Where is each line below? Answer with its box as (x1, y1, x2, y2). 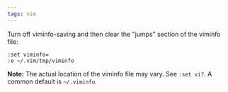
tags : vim (7, 10, 37, 18)
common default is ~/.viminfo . (7, 77, 97, 86)
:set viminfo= (7, 51, 50, 58)
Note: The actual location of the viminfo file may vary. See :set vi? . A (7, 69, 212, 78)
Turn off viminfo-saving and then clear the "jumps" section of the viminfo (7, 30, 221, 38)
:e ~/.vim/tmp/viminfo (7, 57, 74, 64)
